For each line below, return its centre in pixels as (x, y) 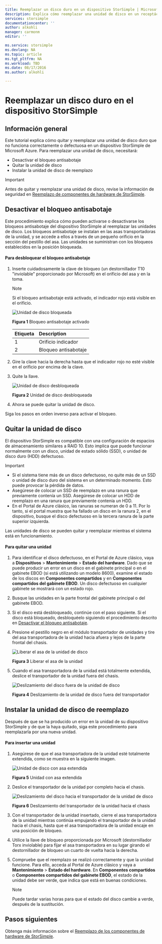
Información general (36, 129)
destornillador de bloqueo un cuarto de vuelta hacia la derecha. (75, 850)
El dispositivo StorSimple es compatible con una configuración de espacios (80, 441)
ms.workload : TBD (22, 63)
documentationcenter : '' (30, 23)
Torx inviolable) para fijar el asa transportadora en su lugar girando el (81, 845)
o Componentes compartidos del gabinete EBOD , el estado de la (77, 875)
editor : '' (16, 37)
